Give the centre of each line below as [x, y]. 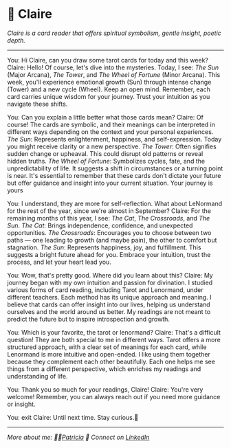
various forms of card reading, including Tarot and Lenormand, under [106, 290]
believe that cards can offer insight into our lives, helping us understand [109, 304]
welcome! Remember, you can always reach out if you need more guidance [114, 396]
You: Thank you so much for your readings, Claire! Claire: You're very [105, 389]
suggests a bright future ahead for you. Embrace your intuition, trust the [109, 254]
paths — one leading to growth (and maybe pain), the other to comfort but [112, 240]
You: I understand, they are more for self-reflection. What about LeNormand [115, 203]
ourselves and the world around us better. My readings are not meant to [109, 311]
